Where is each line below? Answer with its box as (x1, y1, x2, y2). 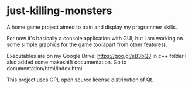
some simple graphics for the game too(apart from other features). (6, 41, 167, 48)
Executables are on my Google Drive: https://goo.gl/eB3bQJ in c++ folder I (6, 52, 187, 59)
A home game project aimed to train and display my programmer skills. (6, 23, 177, 30)
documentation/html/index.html (6, 64, 83, 71)
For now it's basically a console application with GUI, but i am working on (6, 35, 183, 42)
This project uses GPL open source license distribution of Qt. (6, 76, 154, 83)
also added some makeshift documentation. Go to (6, 59, 127, 66)
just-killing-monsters (6, 4, 112, 18)
